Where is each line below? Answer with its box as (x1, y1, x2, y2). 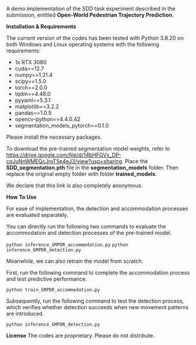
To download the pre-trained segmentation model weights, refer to (6, 145, 170, 152)
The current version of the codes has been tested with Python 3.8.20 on (6, 35, 184, 41)
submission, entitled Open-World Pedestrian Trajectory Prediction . (6, 11, 174, 18)
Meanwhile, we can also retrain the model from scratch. (6, 257, 143, 265)
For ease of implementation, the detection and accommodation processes (6, 205, 188, 212)
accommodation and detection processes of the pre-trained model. (6, 229, 172, 236)
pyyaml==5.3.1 (14, 97, 51, 104)
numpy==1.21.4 (14, 72, 53, 78)
